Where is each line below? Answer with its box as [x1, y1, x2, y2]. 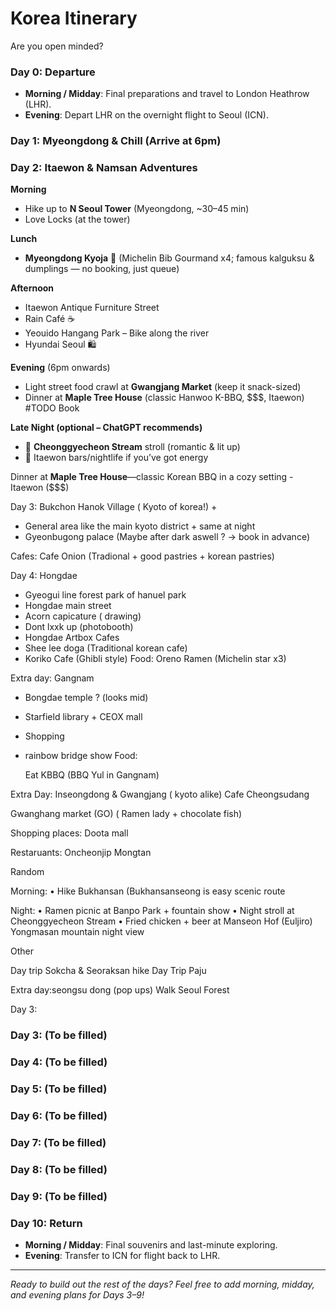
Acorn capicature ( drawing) [24, 610, 142, 622]
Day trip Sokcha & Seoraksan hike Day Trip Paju [10, 965, 207, 977]
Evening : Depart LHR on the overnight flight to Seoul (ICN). [24, 109, 269, 121]
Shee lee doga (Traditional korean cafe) [24, 642, 188, 654]
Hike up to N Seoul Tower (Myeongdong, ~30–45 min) [24, 203, 250, 215]
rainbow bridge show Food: [24, 750, 138, 762]
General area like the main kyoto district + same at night [24, 520, 256, 532]
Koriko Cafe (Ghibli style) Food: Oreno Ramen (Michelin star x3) [24, 653, 287, 665]
